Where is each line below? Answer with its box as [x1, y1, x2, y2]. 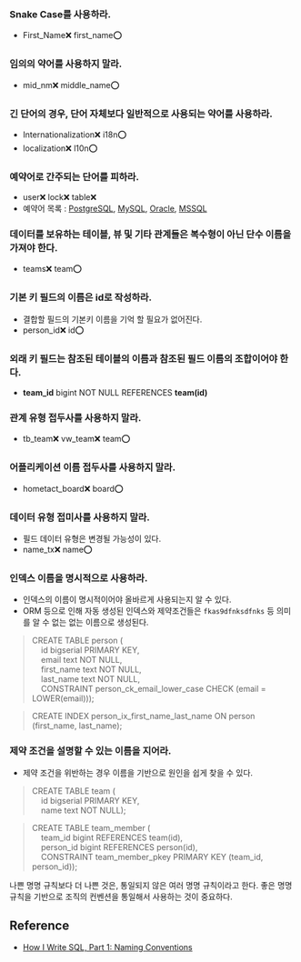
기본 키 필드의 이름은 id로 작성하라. [9, 291, 153, 304]
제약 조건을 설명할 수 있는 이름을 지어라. [9, 745, 172, 757]
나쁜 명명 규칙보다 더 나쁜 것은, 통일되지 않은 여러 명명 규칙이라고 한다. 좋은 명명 [9, 879, 293, 890]
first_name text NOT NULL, [40, 664, 143, 675]
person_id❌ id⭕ [22, 325, 85, 336]
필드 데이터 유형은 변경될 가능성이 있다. [22, 533, 162, 544]
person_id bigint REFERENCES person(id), [40, 841, 198, 852]
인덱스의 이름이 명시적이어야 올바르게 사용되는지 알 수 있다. [22, 594, 232, 606]
